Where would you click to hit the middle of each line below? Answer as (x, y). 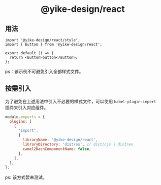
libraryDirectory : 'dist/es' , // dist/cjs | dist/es (78, 145)
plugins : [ (21, 121)
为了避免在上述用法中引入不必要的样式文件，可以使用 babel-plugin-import (80, 101)
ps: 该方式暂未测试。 (26, 177)
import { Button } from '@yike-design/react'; (54, 44)
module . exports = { (25, 117)
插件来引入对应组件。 (27, 108)
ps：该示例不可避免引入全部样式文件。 (44, 72)
